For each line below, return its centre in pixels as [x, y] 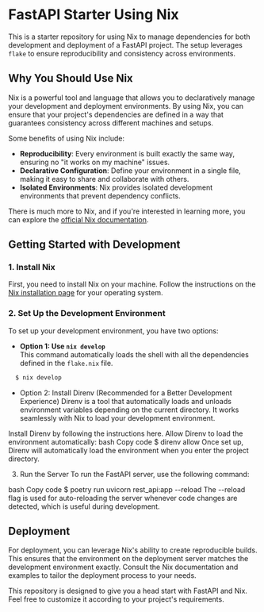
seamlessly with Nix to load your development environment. [117, 418]
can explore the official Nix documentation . [78, 219]
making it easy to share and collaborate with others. [104, 179]
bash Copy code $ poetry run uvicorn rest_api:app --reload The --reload [127, 489]
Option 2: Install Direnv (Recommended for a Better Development [126, 393]
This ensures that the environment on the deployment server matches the [128, 559]
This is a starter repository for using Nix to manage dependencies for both [130, 37]
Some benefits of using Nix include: [67, 138]
